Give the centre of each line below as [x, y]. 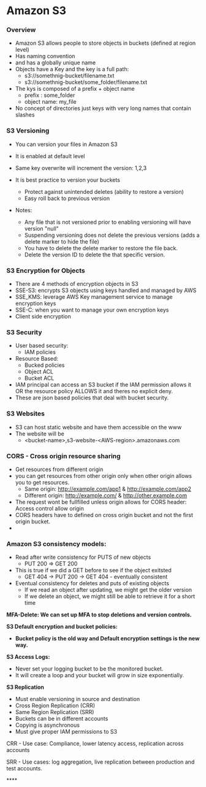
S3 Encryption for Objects [46, 271]
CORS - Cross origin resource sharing [63, 456]
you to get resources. [42, 482]
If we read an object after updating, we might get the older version [108, 590]
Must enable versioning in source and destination [77, 699]
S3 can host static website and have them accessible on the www [98, 427]
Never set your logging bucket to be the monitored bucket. [89, 669]
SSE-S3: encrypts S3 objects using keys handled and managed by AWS [106, 290]
